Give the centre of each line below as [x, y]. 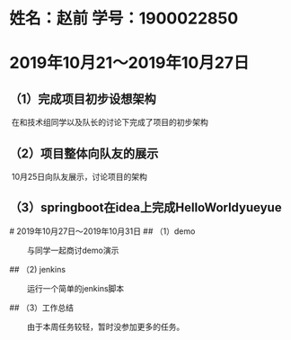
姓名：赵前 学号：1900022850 [124, 18]
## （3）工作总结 [42, 308]
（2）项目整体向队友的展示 [84, 153]
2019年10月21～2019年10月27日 [129, 63]
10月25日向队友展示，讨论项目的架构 [79, 177]
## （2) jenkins [37, 269]
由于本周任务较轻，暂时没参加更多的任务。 [106, 327]
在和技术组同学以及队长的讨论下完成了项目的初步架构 [110, 122]
